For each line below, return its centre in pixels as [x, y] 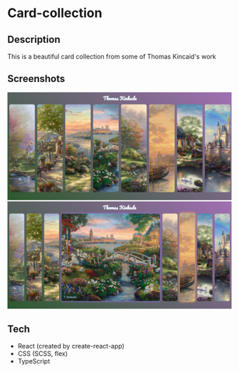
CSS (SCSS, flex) [43, 353]
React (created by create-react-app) [71, 346]
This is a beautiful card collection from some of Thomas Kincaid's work [112, 56]
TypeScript [34, 361]
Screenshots [36, 79]
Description [34, 40]
